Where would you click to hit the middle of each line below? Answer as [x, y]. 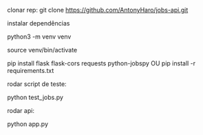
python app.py [28, 124]
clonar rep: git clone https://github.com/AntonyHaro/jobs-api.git [98, 10]
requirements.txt [31, 71]
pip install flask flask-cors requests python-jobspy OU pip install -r [101, 63]
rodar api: [21, 111]
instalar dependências [39, 23]
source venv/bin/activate [42, 50]
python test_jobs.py [35, 97]
